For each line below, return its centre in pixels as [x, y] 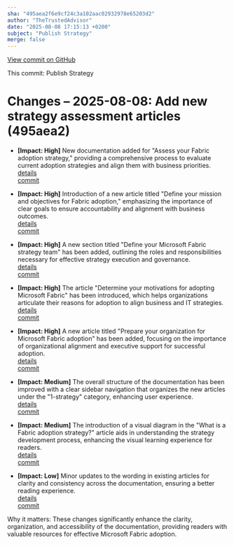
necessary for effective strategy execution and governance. [104, 260]
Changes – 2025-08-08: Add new [108, 101]
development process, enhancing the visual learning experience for [115, 440]
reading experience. [46, 491]
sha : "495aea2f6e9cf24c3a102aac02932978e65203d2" [81, 14]
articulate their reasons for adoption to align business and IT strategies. [121, 303]
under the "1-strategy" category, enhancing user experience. [105, 397]
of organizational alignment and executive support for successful [111, 346]
